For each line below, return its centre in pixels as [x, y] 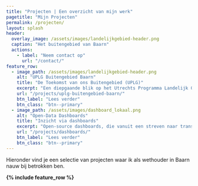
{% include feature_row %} [40, 177]
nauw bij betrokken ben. [35, 166]
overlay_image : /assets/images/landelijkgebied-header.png [85, 39]
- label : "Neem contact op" [51, 55]
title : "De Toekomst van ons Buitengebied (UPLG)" [80, 83]
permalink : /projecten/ [35, 22]
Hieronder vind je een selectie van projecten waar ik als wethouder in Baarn [98, 160]
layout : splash [25, 28]
